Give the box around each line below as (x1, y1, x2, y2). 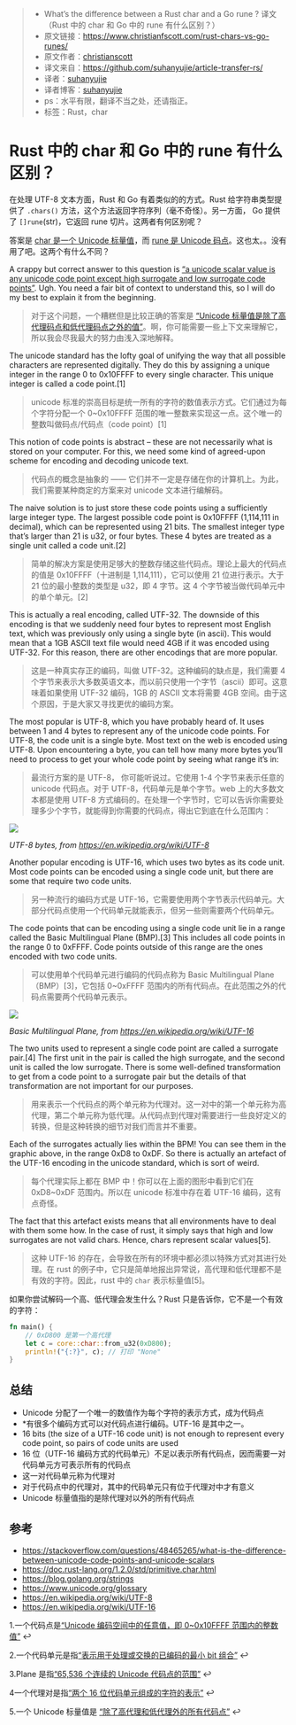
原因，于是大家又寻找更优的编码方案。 (38, 698, 178, 709)
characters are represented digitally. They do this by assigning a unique (9, 359, 270, 370)
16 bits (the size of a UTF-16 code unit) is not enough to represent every (21, 1428, 285, 1439)
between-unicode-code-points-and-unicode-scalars (21, 1554, 215, 1565)
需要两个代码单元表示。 (46, 991, 133, 1002)
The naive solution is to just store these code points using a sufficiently (9, 502, 268, 513)
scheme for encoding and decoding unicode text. (9, 455, 189, 466)
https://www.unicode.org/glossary (21, 1582, 148, 1593)
